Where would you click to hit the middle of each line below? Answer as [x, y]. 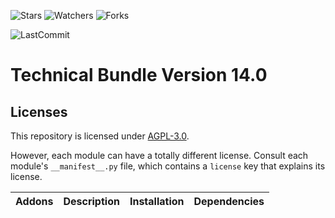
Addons [34, 201]
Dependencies [229, 201]
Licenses [39, 111]
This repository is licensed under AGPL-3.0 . [100, 136]
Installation [157, 201]
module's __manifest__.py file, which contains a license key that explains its [168, 166]
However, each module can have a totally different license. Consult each [159, 155]
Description [91, 201]
